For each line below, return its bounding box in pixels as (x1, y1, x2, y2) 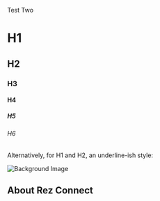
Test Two (7, 6, 33, 14)
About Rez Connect (7, 184, 94, 197)
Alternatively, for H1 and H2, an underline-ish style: (7, 151, 154, 159)
